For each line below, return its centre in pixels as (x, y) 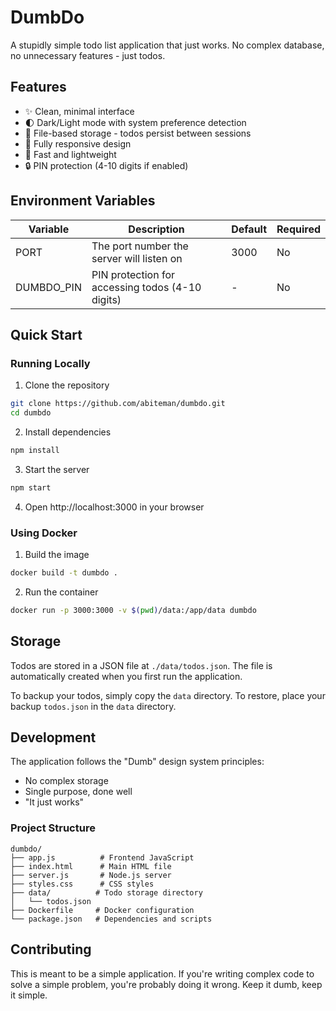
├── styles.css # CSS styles (82, 884)
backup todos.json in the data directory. (93, 706)
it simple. (29, 995)
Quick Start (46, 334)
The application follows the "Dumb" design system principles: (137, 762)
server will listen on (137, 258)
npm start (31, 487)
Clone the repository (67, 385)
